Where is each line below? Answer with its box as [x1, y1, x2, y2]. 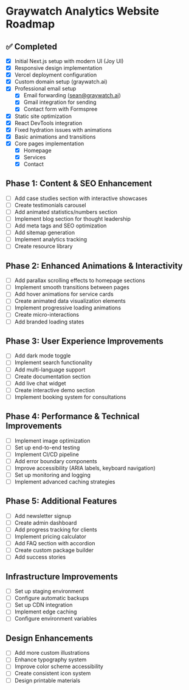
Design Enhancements [5, 633, 94, 643]
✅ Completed [5, 41, 57, 52]
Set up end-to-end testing [14, 444, 80, 451]
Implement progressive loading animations [14, 304, 122, 311]
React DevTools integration [14, 119, 83, 126]
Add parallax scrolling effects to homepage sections [14, 277, 145, 284]
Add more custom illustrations [14, 649, 90, 657]
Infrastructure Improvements [5, 571, 119, 582]
